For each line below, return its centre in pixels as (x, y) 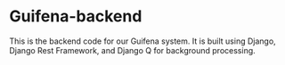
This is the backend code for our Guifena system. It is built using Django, (142, 41)
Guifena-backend (76, 16)
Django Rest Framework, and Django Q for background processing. (132, 50)
